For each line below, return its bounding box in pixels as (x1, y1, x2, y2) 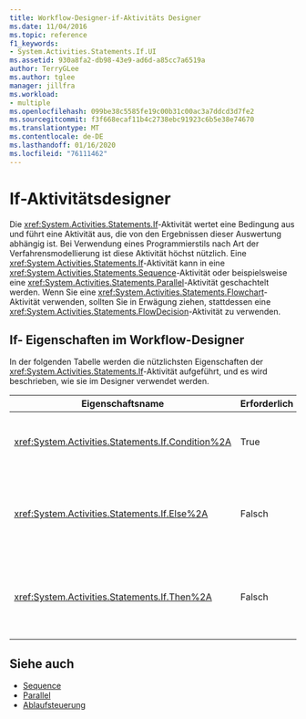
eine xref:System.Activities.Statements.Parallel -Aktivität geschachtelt (9, 276, 270, 287)
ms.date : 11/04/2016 (9, 22, 88, 31)
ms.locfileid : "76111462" (9, 149, 107, 158)
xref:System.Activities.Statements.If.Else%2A (14, 507, 209, 520)
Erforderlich (240, 398, 294, 411)
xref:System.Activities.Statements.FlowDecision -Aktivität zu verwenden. (9, 306, 281, 317)
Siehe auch (9, 656, 75, 672)
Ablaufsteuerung (22, 700, 87, 711)
